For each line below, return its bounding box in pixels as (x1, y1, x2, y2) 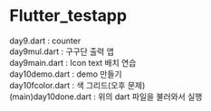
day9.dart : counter (9, 35, 82, 46)
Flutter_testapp (9, 5, 128, 26)
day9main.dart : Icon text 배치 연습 (9, 57, 137, 68)
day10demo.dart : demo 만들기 (9, 69, 122, 79)
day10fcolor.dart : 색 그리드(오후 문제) (9, 79, 146, 90)
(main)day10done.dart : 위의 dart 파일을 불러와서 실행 (9, 91, 203, 102)
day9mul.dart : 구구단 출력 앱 (9, 46, 115, 57)
